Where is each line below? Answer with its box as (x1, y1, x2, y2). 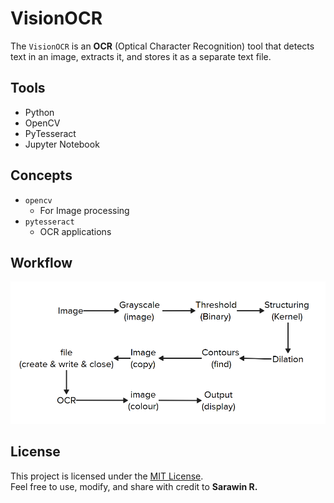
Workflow (10, 254, 73, 271)
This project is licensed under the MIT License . (10, 470, 204, 482)
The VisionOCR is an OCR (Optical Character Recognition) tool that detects (10, 40, 315, 52)
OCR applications (39, 225, 112, 237)
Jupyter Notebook (24, 138, 100, 150)
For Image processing (39, 204, 130, 216)
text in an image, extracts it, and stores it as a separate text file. (10, 50, 272, 62)
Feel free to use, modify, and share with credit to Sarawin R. (10, 480, 258, 492)
